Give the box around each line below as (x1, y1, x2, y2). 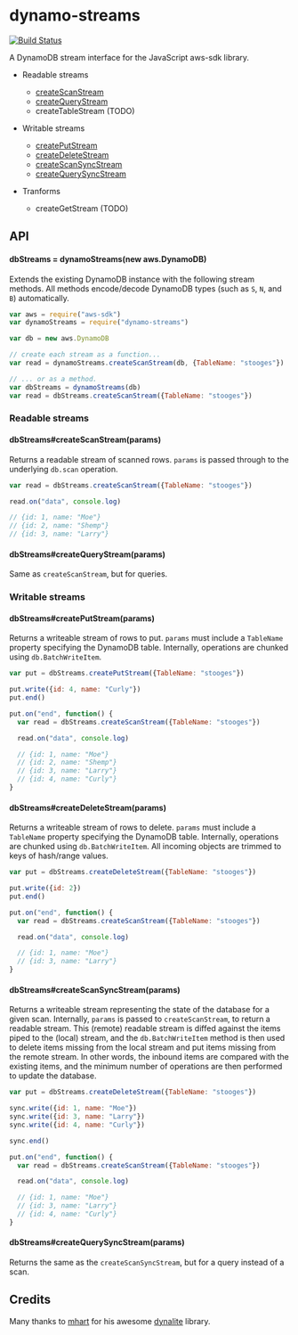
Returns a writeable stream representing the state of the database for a (9, 1004, 270, 1015)
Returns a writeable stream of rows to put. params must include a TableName (9, 633, 284, 643)
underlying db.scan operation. (9, 463, 118, 474)
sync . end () (9, 1136, 50, 1145)
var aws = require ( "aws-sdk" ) (9, 309, 122, 319)
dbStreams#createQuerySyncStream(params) (9, 1237, 185, 1248)
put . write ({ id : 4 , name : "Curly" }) (9, 685, 141, 694)
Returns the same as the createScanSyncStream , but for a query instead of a (9, 1257, 285, 1267)
